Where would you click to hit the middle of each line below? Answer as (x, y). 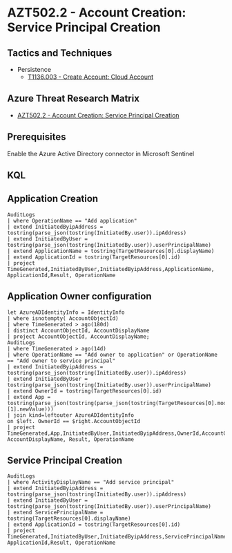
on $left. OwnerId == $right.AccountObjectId (74, 421)
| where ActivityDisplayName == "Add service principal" (91, 482)
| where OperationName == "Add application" (72, 221)
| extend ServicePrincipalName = (55, 513)
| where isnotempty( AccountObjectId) (63, 318)
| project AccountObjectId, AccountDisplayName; (78, 337)
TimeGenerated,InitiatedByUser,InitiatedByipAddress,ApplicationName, (111, 269)
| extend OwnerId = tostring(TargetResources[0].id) (85, 391)
